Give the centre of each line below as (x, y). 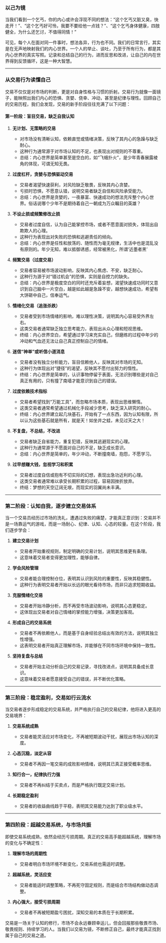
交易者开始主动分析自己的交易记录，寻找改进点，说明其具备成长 (84, 667)
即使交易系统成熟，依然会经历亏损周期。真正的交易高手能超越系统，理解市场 (83, 836)
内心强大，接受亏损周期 (36, 902)
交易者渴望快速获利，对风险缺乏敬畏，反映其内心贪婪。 (76, 185)
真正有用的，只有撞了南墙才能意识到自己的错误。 (69, 380)
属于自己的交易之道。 (27, 935)
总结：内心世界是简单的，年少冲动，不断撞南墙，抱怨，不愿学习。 (87, 454)
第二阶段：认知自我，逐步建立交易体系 (51, 506)
